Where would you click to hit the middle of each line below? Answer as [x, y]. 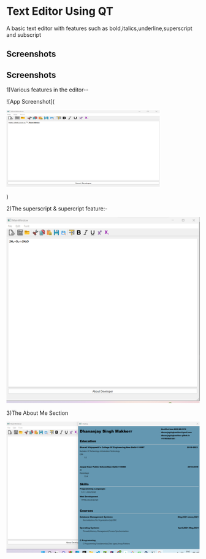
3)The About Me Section [37, 413]
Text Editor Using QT [60, 11]
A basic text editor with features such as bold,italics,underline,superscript [99, 28]
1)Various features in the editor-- [48, 90]
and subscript [24, 34]
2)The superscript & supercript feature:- [57, 209]
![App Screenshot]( [31, 102]
